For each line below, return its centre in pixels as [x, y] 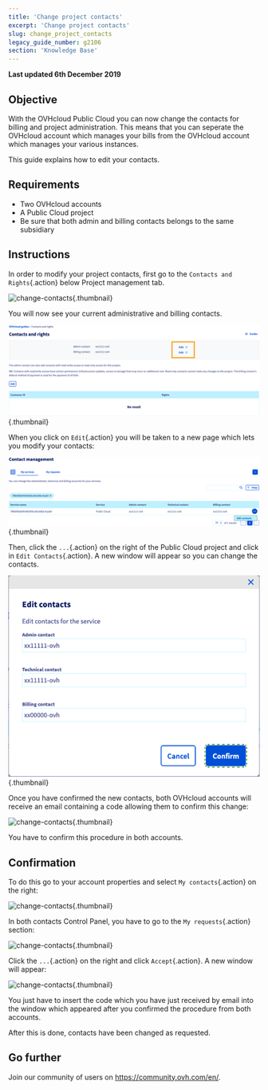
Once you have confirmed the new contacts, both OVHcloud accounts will [130, 798]
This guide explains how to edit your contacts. [84, 159]
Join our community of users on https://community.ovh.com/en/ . [114, 1077]
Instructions [39, 255]
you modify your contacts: [51, 446]
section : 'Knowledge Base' [53, 51]
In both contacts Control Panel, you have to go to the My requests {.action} [130, 921]
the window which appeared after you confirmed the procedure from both [130, 1008]
